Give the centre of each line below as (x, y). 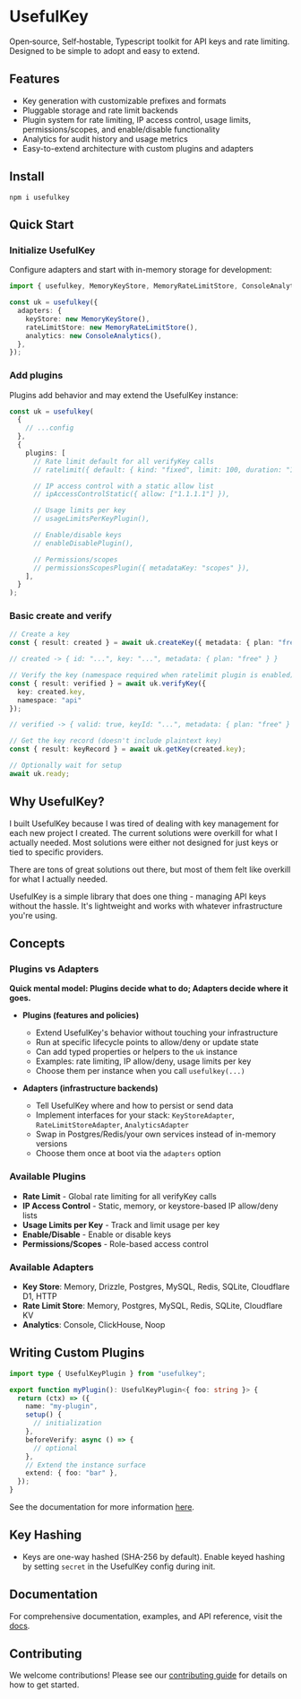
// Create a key (39, 634)
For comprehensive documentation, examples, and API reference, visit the (146, 1616)
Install (27, 177)
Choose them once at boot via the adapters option (128, 1154)
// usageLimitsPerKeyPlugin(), (91, 519)
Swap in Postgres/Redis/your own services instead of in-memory (155, 1134)
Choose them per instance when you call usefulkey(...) (140, 1071)
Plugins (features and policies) (81, 1015)
